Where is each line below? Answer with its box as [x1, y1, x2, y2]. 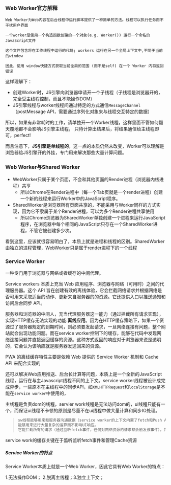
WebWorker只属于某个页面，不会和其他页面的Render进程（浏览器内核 [12, 176, 159, 182]
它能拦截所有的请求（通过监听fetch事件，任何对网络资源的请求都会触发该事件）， [17, 427, 164, 432]
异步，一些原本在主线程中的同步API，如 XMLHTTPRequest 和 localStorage [9, 384, 157, 390]
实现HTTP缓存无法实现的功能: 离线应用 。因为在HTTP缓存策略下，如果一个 [5, 317, 160, 323]
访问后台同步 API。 [5, 300, 45, 306]
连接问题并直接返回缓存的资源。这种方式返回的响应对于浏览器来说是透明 [9, 336, 161, 342]
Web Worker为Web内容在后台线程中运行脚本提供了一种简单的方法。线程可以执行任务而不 [5, 17, 164, 23]
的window [5, 54, 23, 59]
